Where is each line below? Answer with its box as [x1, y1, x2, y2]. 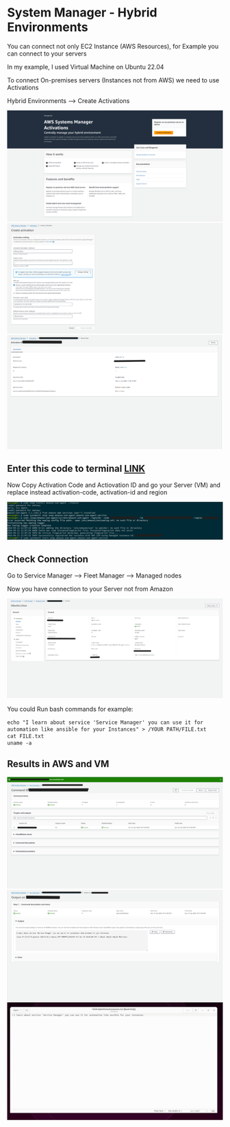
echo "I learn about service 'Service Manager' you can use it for [7, 719, 204, 726]
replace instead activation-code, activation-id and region [7, 488, 168, 497]
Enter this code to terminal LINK [7, 462, 146, 475]
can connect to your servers [7, 49, 87, 58]
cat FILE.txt [7, 733, 44, 740]
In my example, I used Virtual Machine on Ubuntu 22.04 [7, 62, 164, 71]
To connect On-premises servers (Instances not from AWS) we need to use [7, 76, 220, 84]
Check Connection [7, 553, 89, 565]
